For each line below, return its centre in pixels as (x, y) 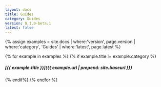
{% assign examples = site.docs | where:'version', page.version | (70, 42)
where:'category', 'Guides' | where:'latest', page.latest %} (63, 47)
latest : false (20, 28)
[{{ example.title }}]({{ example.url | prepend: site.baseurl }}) (69, 67)
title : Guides (20, 14)
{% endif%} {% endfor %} (31, 80)
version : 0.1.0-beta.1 (28, 23)
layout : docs (18, 10)
